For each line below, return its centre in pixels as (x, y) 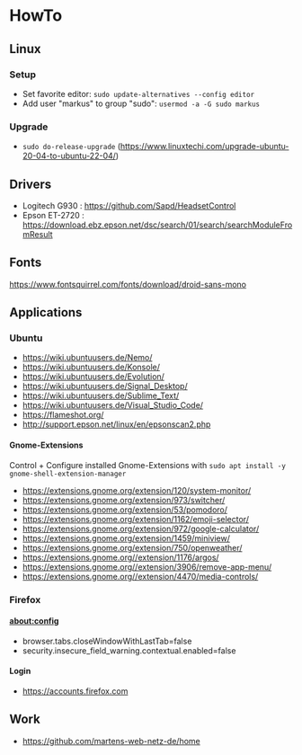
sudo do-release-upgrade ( (71, 147)
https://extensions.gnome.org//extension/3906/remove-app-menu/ (147, 566)
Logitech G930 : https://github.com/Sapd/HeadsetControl (129, 205)
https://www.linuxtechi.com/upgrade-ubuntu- (204, 147)
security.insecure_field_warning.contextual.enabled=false (129, 650)
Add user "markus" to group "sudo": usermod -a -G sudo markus (141, 103)
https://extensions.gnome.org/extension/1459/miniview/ (126, 538)
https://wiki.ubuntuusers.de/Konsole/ (91, 367)
